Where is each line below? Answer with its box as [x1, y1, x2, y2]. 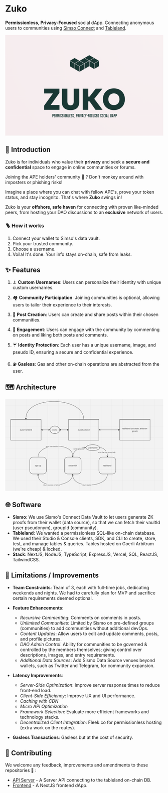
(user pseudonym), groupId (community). [12, 525, 98, 531]
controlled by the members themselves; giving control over [20, 647, 142, 653]
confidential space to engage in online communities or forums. [5, 164, 136, 170]
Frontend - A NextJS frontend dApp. [12, 782, 88, 788]
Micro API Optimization [20, 703, 68, 709]
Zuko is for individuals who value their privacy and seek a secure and [5, 158, 150, 165]
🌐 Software [5, 501, 42, 509]
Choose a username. [12, 246, 56, 252]
